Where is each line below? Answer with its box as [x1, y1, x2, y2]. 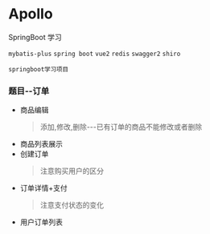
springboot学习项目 [8, 65, 69, 73]
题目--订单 [8, 85, 50, 96]
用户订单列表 [19, 217, 63, 227]
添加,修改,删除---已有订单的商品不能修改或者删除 [39, 122, 203, 132]
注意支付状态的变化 [39, 200, 105, 210]
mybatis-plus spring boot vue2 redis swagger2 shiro [8, 50, 181, 58]
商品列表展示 [19, 139, 63, 149]
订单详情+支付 [19, 184, 68, 193]
